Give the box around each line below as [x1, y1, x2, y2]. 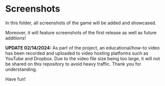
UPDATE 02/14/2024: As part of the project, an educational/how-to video [5, 45, 160, 51]
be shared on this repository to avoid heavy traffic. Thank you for [5, 61, 141, 67]
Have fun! [5, 76, 26, 82]
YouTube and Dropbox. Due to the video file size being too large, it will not [5, 55, 160, 61]
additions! [5, 35, 26, 41]
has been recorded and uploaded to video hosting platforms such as [5, 50, 149, 56]
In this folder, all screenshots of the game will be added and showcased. [5, 20, 156, 26]
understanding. [5, 66, 37, 72]
